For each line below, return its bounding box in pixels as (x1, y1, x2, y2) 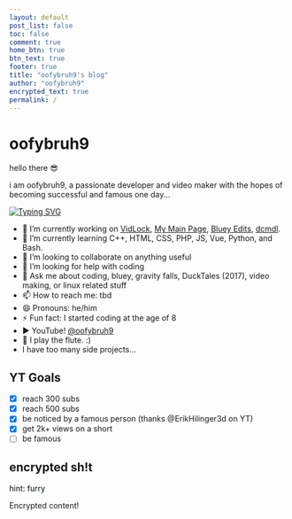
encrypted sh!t (9, 460, 93, 475)
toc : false (9, 29, 50, 38)
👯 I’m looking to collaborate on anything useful (21, 252, 192, 262)
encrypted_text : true (9, 87, 89, 96)
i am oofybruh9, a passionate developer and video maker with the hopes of (9, 180, 283, 190)
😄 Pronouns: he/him (21, 303, 97, 314)
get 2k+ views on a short (21, 423, 113, 434)
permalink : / (9, 95, 58, 105)
